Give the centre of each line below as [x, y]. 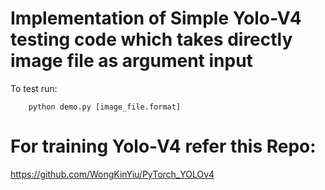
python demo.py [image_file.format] [105, 107]
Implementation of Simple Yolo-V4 [156, 18]
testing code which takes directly [151, 39]
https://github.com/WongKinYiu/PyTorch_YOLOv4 [112, 174]
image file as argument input [131, 61]
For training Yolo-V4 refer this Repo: [163, 146]
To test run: [34, 88]
